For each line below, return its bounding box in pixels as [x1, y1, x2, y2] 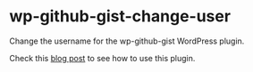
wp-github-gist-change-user [9, 6, 231, 27]
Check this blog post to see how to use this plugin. [9, 52, 196, 63]
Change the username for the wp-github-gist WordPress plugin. [9, 36, 245, 46]
